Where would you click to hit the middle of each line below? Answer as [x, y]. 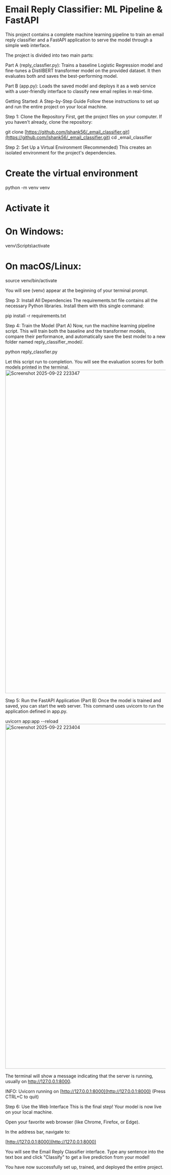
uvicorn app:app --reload [32, 721]
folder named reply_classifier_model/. [45, 342]
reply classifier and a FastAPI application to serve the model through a [79, 40]
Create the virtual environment [72, 174]
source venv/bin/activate [31, 280]
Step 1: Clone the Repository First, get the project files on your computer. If [84, 117]
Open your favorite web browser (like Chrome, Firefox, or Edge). [73, 1122]
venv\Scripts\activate [27, 246]
